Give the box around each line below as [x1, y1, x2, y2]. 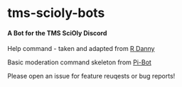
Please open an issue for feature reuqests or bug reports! [7, 72, 176, 81]
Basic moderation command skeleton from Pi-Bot [7, 58, 151, 66]
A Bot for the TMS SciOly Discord [7, 28, 107, 37]
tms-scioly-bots [7, 5, 105, 21]
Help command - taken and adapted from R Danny [7, 45, 155, 53]
